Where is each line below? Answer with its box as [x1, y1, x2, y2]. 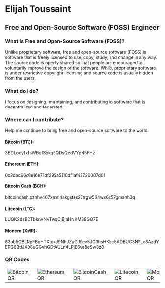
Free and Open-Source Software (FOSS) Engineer [5, 23, 160, 32]
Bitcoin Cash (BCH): [5, 183, 47, 189]
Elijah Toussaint [5, 3, 71, 15]
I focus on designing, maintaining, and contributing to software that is [5, 99, 146, 105]
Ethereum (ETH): [5, 161, 40, 167]
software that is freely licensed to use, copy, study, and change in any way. [5, 54, 157, 60]
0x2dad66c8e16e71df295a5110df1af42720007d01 [5, 172, 106, 178]
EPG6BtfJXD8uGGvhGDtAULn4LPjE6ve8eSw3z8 [5, 244, 104, 250]
